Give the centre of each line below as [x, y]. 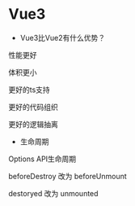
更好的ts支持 [29, 90]
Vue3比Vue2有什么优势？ [63, 37]
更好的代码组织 [33, 107]
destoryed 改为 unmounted [53, 193]
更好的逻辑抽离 [33, 124]
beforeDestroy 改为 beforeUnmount [67, 176]
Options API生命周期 [42, 159]
